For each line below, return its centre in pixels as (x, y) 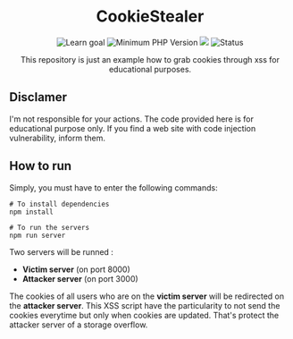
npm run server (38, 235)
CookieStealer (150, 17)
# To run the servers (50, 227)
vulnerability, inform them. (57, 138)
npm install (31, 212)
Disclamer (38, 97)
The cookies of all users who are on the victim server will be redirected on (146, 296)
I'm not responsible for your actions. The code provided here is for (132, 119)
